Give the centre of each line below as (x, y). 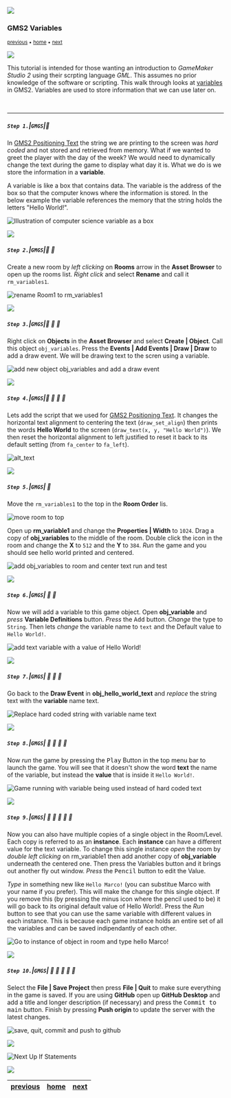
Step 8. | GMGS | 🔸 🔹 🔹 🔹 (37, 743)
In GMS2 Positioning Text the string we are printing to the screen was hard (113, 143)
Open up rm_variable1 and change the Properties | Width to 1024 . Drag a (111, 531)
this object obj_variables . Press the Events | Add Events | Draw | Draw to (112, 349)
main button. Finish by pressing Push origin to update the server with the (111, 1009)
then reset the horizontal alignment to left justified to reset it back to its (107, 437)
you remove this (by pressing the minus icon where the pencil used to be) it (114, 899)
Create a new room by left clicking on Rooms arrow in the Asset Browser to (114, 267)
